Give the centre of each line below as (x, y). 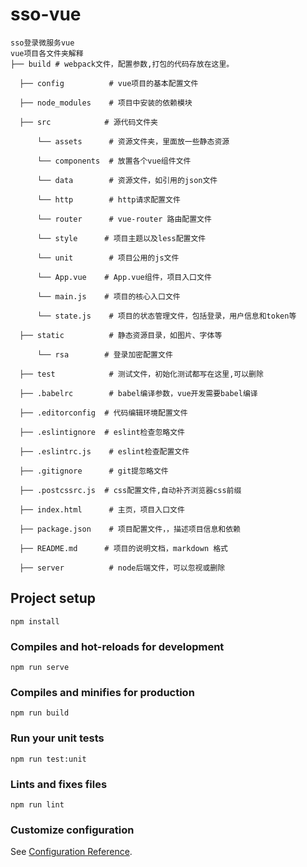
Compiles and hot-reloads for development (117, 646)
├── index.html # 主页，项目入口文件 (102, 509)
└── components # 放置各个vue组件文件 (114, 161)
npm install (35, 621)
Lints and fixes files (59, 784)
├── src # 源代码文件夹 (88, 122)
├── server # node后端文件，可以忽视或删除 (122, 568)
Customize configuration (72, 830)
